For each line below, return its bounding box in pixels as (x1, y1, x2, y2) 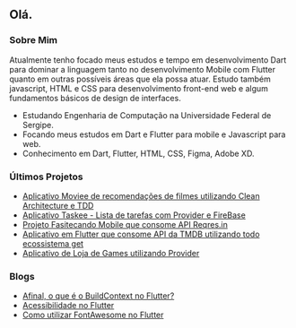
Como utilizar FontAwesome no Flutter (22, 309, 164, 321)
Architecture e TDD (22, 200, 94, 211)
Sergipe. (22, 119, 54, 130)
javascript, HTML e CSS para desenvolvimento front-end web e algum (9, 82, 269, 93)
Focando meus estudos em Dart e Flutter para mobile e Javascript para (22, 129, 286, 140)
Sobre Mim (9, 34, 58, 47)
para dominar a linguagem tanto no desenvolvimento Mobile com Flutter (9, 64, 276, 74)
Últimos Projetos (9, 170, 83, 183)
